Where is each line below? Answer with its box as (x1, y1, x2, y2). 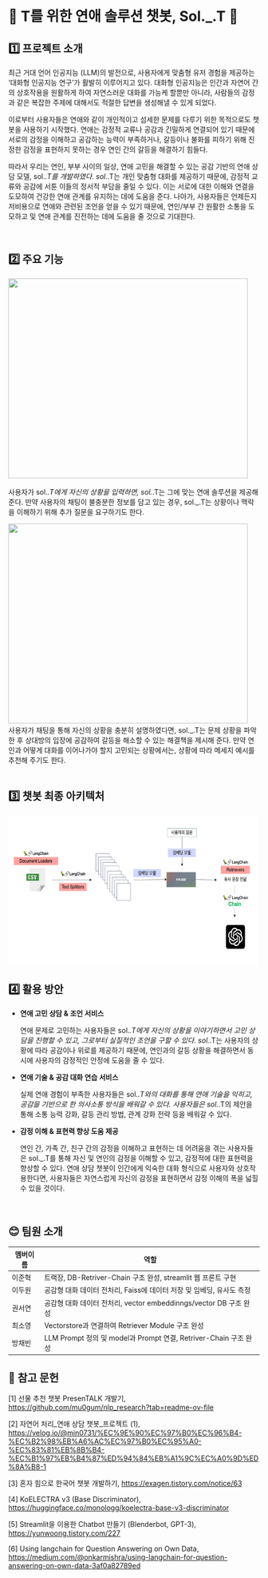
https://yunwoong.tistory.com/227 (8, 1528, 121, 1538)
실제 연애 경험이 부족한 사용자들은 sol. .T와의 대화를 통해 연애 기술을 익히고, (19, 1090, 253, 1099)
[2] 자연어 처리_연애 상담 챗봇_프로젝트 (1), (8, 1419, 141, 1429)
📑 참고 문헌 (8, 1371, 60, 1385)
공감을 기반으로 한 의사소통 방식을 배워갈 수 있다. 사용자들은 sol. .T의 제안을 (19, 1099, 253, 1109)
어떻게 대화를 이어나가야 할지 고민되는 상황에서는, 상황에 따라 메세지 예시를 (22, 745, 255, 755)
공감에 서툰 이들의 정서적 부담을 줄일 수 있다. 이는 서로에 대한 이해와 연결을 (22, 181, 255, 191)
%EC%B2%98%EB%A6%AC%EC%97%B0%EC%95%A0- (8, 1437, 202, 1446)
